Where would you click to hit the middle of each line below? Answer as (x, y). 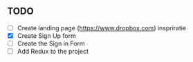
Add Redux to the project (53, 51)
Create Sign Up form (46, 35)
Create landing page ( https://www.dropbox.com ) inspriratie (102, 28)
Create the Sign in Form (51, 43)
